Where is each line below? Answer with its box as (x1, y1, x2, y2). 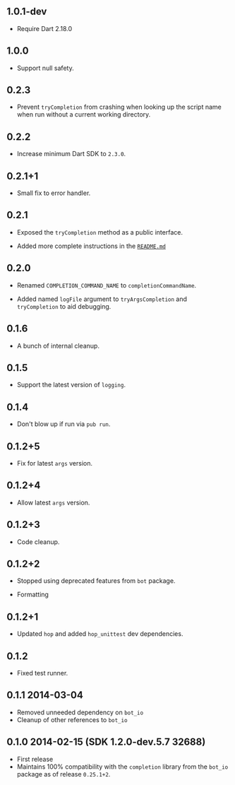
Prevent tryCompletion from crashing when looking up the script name (16, 102, 222, 112)
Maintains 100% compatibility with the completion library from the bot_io (16, 762, 229, 771)
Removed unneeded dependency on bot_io (16, 708, 144, 716)
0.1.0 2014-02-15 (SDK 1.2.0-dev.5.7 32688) (6, 736, 206, 748)
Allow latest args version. (16, 498, 90, 507)
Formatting (16, 590, 49, 599)
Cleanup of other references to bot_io (16, 715, 128, 724)
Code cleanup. (16, 537, 60, 546)
